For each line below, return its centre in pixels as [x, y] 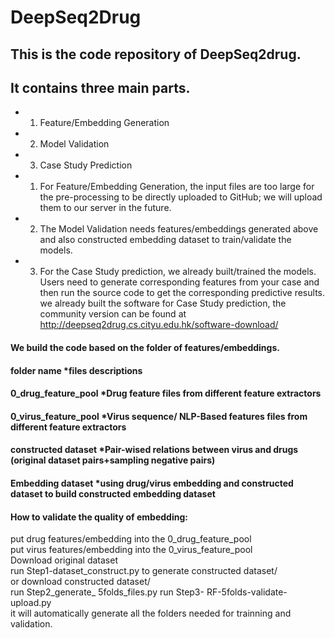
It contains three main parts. [100, 87]
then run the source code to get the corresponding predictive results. [182, 293]
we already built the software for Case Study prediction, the [163, 303]
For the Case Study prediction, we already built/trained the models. [178, 272]
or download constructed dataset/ [80, 582]
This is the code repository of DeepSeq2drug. [156, 54]
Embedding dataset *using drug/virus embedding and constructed [152, 483]
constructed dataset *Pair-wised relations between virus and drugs [154, 450]
